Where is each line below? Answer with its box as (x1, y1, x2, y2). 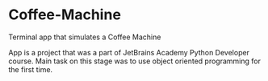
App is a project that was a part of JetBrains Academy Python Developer (8, 47, 250, 57)
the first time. (8, 64, 53, 74)
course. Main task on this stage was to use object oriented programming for (8, 56, 261, 66)
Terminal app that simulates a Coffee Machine (8, 32, 161, 42)
